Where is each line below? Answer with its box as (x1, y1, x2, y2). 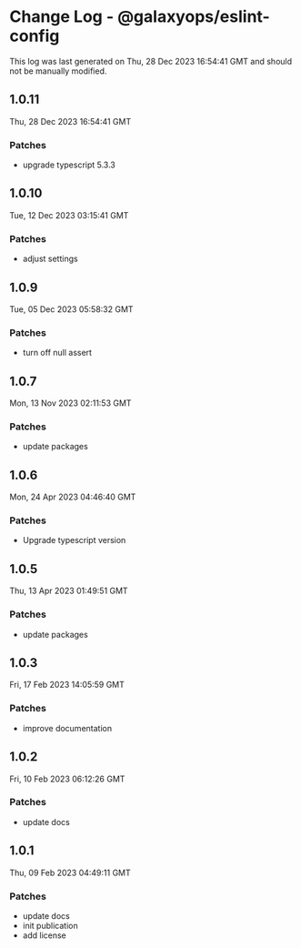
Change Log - (9, 6, 115, 27)
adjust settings (22, 253, 79, 265)
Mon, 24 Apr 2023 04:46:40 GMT (9, 491, 136, 502)
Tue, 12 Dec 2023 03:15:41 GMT (9, 209, 129, 220)
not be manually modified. (9, 66, 107, 76)
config (9, 25, 60, 46)
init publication (22, 920, 79, 931)
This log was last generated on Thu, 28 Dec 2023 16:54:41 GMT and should (9, 55, 293, 66)
